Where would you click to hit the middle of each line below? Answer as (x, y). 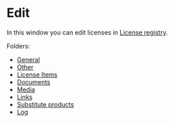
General (28, 59)
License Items (37, 75)
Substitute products (45, 104)
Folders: (18, 46)
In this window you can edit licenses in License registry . (87, 32)
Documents (33, 82)
